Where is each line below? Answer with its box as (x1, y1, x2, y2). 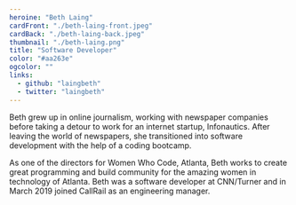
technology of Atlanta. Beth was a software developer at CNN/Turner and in (9, 176, 286, 186)
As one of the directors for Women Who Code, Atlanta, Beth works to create (9, 157, 287, 168)
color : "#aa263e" (9, 54, 74, 63)
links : (9, 71, 34, 80)
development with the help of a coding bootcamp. (9, 139, 192, 151)
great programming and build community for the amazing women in (9, 166, 257, 177)
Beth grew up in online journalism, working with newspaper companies (9, 112, 268, 122)
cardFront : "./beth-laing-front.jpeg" (9, 21, 153, 30)
